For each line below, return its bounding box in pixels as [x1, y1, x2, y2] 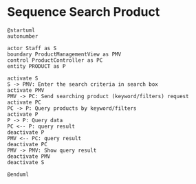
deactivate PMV [7, 152, 51, 160]
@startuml [7, 27, 36, 34]
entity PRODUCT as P [7, 62, 67, 69]
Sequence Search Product [7, 4, 160, 20]
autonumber [7, 32, 39, 40]
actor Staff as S [7, 45, 57, 51]
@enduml [7, 171, 30, 178]
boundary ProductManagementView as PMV [7, 51, 122, 58]
